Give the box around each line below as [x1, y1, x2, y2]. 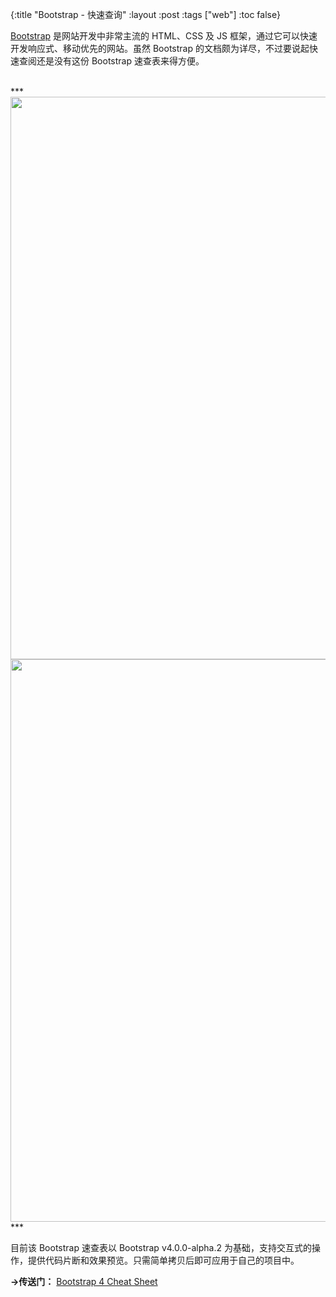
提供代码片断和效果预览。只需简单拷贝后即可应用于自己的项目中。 [27, 1254, 300, 1266]
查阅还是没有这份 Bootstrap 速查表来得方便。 [18, 55, 205, 67]
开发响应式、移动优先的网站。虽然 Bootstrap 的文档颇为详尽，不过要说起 [10, 43, 310, 54]
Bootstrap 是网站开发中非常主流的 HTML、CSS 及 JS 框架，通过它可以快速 [10, 30, 318, 42]
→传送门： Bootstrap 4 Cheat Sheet [10, 1276, 158, 1287]
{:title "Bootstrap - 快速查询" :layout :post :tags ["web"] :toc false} [10, 9, 281, 20]
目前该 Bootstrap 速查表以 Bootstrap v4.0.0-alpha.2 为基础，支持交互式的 [10, 1242, 312, 1253]
